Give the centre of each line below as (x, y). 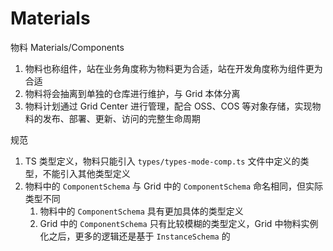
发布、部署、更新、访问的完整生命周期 (121, 118)
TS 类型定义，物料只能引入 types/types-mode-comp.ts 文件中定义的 (162, 161)
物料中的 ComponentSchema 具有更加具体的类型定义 (141, 211)
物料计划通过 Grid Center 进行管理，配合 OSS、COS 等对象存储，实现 (168, 106)
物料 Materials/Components (67, 47)
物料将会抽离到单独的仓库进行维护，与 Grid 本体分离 (132, 93)
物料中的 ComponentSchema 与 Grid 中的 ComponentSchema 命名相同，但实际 (174, 186)
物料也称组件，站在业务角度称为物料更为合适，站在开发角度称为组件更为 (173, 68)
